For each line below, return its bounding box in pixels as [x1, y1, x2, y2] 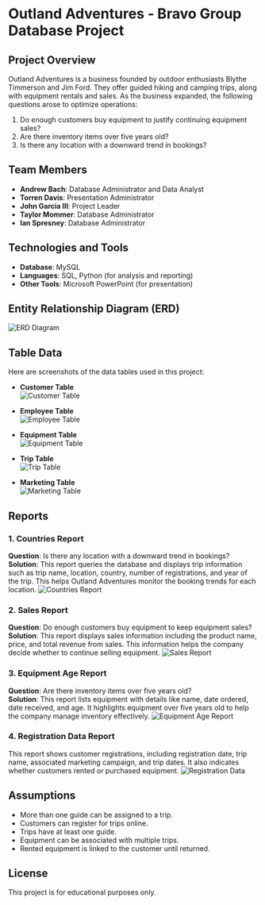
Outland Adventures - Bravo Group [8, 5, 242, 23]
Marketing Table [19, 478, 75, 487]
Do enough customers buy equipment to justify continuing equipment [19, 115, 248, 124]
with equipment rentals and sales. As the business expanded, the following [8, 91, 253, 100]
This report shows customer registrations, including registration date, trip [8, 749, 248, 758]
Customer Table [19, 383, 74, 392]
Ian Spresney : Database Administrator [19, 218, 145, 227]
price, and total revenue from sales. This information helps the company [8, 640, 244, 649]
